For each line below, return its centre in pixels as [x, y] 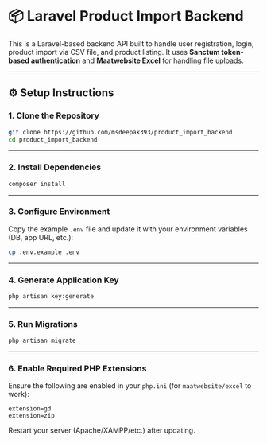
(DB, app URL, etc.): [41, 237]
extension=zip [32, 416]
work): [19, 394]
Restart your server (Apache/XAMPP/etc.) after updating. [102, 430]
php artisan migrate [43, 341]
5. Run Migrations [43, 324]
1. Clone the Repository [54, 115]
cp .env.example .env [44, 252]
